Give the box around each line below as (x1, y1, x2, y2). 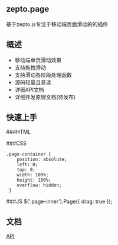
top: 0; (17, 167, 35, 173)
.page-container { (6, 151, 51, 157)
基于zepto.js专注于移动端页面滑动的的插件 (6, 20, 108, 28)
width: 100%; (17, 172, 49, 178)
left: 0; (17, 162, 38, 167)
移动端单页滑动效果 (14, 56, 62, 63)
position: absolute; (17, 156, 67, 163)
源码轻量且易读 (14, 79, 51, 86)
